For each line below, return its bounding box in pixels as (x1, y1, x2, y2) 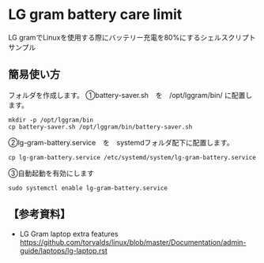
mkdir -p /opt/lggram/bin (8, 116, 93, 124)
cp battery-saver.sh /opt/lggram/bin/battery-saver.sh (8, 122, 193, 131)
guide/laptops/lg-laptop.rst (19, 246, 108, 255)
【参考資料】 (8, 208, 71, 221)
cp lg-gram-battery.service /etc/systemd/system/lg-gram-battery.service (8, 153, 257, 161)
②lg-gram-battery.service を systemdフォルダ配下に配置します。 (8, 137, 234, 147)
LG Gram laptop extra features (19, 229, 119, 239)
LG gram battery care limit (8, 6, 183, 24)
